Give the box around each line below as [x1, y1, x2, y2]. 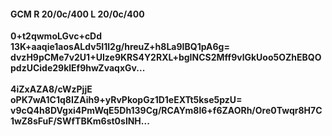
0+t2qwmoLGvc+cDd [10, 30, 103, 42]
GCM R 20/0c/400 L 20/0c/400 [10, 8, 145, 20]
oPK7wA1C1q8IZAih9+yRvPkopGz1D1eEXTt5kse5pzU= [10, 94, 243, 106]
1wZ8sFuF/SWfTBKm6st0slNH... [10, 115, 150, 127]
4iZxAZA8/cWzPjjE [10, 83, 93, 95]
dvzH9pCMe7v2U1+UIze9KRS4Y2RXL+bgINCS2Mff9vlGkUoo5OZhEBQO [10, 51, 322, 64]
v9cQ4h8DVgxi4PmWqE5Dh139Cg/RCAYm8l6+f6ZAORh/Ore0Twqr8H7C [10, 105, 323, 117]
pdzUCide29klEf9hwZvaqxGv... [10, 62, 146, 74]
